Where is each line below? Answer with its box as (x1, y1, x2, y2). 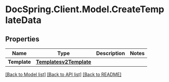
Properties (5, 35, 40, 43)
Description (96, 50, 125, 57)
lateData (5, 14, 42, 26)
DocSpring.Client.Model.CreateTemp (5, 4, 164, 15)
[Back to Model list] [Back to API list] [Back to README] (5, 71, 122, 77)
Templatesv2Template (36, 59, 91, 65)
